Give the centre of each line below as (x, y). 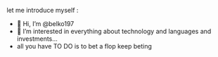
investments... (37, 39)
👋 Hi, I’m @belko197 (45, 24)
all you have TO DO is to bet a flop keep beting (84, 46)
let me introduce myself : (43, 10)
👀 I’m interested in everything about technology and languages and (114, 31)
